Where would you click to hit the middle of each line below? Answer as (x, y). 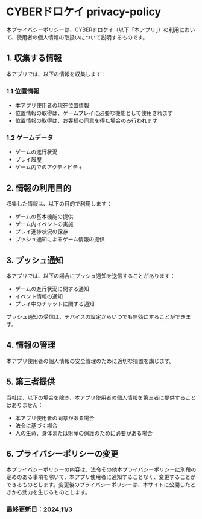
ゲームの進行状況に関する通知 (52, 289)
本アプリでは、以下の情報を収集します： (56, 74)
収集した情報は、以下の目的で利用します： (59, 204)
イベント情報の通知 (39, 296)
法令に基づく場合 (36, 425)
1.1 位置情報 (23, 91)
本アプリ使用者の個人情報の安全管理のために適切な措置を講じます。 (90, 361)
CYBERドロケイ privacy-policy (84, 12)
